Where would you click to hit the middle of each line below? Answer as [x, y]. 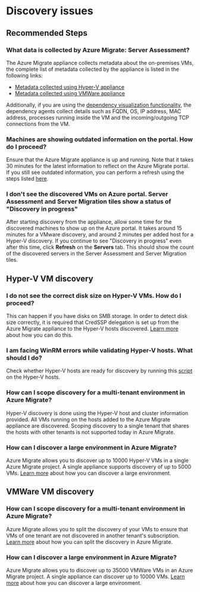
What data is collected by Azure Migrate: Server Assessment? [98, 50]
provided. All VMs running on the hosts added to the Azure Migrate [88, 419]
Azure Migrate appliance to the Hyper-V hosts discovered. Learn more [92, 329]
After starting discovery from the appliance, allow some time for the [89, 222]
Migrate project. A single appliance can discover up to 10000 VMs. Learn [96, 577]
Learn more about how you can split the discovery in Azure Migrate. [89, 542]
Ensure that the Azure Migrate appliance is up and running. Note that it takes [100, 160]
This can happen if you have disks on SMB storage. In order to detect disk [97, 316]
